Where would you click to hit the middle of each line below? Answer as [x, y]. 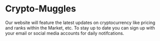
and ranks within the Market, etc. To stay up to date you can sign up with [80, 27]
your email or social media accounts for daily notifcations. [65, 33]
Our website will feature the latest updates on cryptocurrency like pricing [80, 22]
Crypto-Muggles [41, 9]
